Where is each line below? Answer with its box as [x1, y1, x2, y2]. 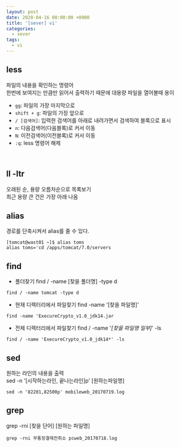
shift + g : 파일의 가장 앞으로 [14, 109, 85, 116]
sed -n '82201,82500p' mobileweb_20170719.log [6, 389, 125, 395]
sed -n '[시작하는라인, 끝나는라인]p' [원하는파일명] [6, 377, 125, 384]
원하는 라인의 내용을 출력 [6, 369, 64, 377]
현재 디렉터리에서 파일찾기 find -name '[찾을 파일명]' [14, 301, 139, 309]
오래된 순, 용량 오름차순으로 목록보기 [6, 185, 91, 193]
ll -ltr [6, 169, 25, 179]
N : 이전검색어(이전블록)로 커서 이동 [14, 132, 96, 139]
